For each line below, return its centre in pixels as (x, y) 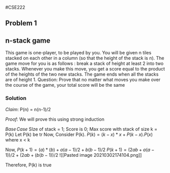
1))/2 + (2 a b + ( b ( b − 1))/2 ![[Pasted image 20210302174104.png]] (74, 155)
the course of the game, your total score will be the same (65, 85)
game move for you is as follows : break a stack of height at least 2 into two (84, 63)
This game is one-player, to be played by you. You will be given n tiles (78, 53)
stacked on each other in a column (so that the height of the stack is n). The (85, 58)
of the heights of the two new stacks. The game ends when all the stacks (82, 74)
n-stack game (28, 40)
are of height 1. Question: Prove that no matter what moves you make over (83, 80)
